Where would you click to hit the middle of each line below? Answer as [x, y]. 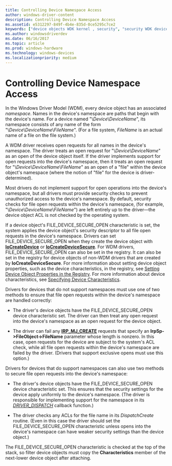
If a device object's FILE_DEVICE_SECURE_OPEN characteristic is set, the [83, 225]
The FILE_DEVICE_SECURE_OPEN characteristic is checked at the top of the [85, 447]
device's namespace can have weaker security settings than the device [88, 432]
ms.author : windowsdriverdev [36, 34]
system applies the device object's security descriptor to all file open [78, 231]
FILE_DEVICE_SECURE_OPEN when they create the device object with [79, 241]
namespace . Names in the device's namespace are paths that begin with [82, 114]
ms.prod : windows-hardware [34, 48]
